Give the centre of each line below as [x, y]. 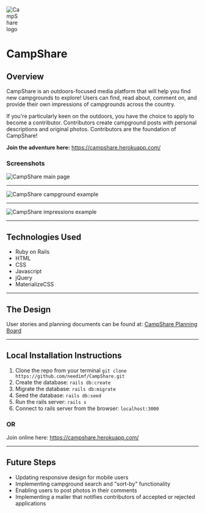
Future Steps [31, 462]
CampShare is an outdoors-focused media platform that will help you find [99, 91]
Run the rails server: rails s [51, 401]
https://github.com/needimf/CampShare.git [70, 376]
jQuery [23, 278]
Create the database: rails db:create [63, 382]
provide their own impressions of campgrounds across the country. [91, 104]
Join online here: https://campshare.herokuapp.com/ [73, 438]
